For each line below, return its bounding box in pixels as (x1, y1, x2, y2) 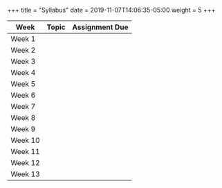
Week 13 (10, 169, 40, 179)
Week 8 (10, 113, 36, 122)
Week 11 (10, 147, 40, 156)
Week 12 (10, 158, 40, 167)
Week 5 (10, 79, 36, 89)
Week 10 (10, 135, 40, 145)
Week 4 (10, 68, 36, 77)
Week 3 (10, 57, 36, 66)
